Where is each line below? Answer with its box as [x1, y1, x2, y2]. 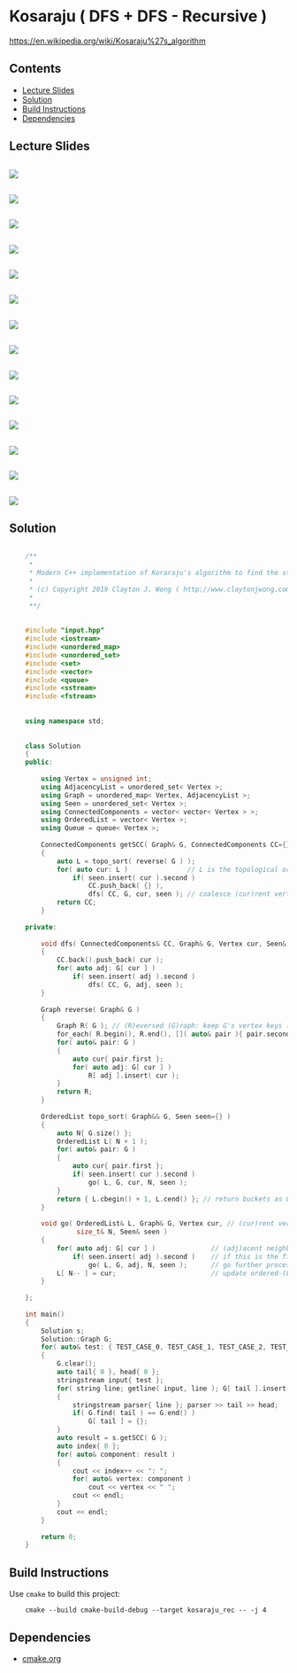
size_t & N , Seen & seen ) [76, 1227, 168, 1237]
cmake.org [21, 1653, 62, 1663]
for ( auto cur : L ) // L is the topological [56, 865, 278, 874]
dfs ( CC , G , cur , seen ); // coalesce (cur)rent [88, 890, 271, 899]
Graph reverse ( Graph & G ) [41, 1005, 141, 1014]
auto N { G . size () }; [56, 1128, 133, 1138]
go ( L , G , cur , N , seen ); [88, 1178, 188, 1187]
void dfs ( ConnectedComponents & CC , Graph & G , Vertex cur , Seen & [41, 939, 287, 948]
